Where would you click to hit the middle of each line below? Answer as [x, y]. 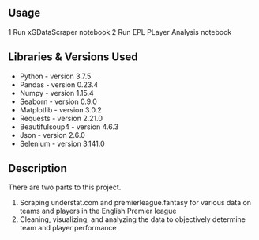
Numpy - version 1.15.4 [56, 93]
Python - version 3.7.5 [55, 76]
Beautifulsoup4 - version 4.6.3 [69, 127]
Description [38, 168]
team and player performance [68, 228]
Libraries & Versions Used [73, 57]
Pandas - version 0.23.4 [59, 84]
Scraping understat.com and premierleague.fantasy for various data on [135, 203]
